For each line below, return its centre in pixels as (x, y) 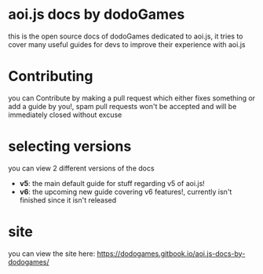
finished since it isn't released (68, 200)
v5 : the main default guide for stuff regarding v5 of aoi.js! (112, 183)
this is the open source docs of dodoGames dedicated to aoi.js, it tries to (126, 36)
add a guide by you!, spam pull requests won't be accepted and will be (122, 106)
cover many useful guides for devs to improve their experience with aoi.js (127, 44)
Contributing (51, 77)
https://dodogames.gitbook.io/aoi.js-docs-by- (171, 254)
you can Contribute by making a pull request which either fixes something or (132, 98)
